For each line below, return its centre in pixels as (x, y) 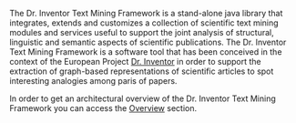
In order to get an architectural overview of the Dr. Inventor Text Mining (143, 98)
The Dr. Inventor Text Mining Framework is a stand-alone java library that (146, 13)
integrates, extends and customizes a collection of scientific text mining (144, 23)
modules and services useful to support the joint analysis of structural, (142, 32)
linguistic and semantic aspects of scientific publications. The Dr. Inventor (148, 42)
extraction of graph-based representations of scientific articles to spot (142, 71)
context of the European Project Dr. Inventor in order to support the (135, 61)
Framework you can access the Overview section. (103, 108)
